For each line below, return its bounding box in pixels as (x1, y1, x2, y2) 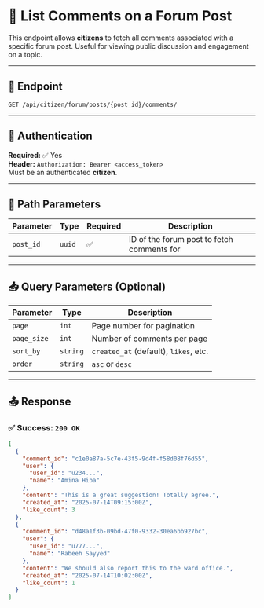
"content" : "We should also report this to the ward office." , (22, 564, 234, 572)
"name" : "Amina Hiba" (28, 477, 101, 485)
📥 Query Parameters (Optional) (8, 280, 167, 293)
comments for (128, 244, 181, 255)
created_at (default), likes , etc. (91, 346, 209, 357)
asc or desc (91, 359, 132, 370)
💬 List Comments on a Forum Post (8, 7, 233, 25)
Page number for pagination (91, 320, 195, 331)
